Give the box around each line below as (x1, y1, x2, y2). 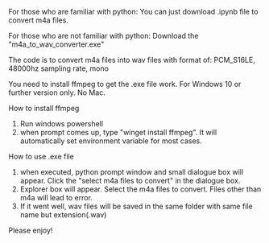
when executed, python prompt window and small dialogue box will (19, 167, 244, 176)
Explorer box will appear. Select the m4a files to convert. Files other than (19, 184, 262, 194)
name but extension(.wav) (19, 210, 107, 220)
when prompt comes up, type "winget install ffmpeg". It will (19, 128, 217, 137)
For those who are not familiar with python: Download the (8, 31, 199, 40)
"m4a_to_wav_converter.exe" (8, 39, 105, 49)
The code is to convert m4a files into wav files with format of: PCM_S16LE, (8, 56, 255, 64)
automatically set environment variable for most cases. (19, 136, 203, 146)
